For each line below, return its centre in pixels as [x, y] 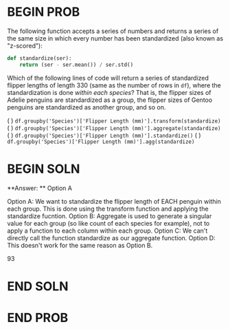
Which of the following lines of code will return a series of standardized [108, 78]
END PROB [38, 318]
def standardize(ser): [39, 58]
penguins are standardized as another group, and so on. [87, 107]
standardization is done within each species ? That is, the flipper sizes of [109, 92]
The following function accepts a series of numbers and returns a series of [113, 31]
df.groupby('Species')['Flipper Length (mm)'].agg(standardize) [101, 142]
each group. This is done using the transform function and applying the [108, 209]
